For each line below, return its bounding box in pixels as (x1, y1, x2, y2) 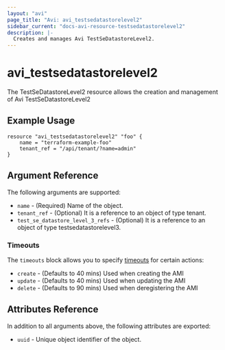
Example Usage (7, 115, 75, 127)
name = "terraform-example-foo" (19, 139, 112, 146)
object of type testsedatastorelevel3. (16, 223, 121, 231)
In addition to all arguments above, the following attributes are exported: (7, 322, 211, 330)
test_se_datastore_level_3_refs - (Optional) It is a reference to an (16, 215, 206, 224)
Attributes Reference (7, 303, 99, 316)
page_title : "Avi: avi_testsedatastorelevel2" (7, 16, 143, 23)
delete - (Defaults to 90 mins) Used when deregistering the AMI (16, 283, 198, 292)
